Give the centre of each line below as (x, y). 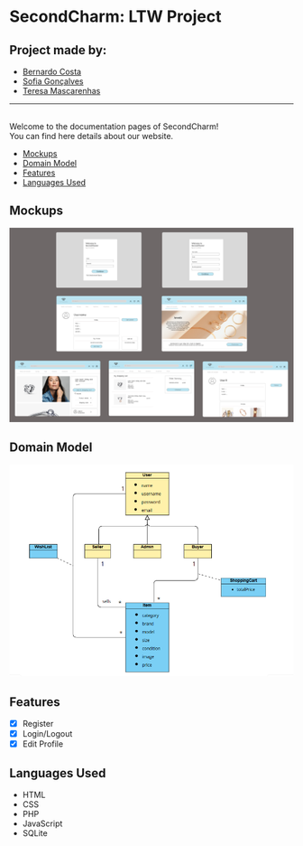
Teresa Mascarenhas (61, 91)
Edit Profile (43, 744)
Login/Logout (47, 734)
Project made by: (58, 50)
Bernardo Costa (52, 71)
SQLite (35, 833)
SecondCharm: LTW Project (115, 17)
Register (38, 724)
